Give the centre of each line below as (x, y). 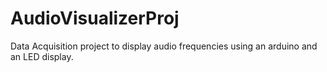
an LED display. (42, 56)
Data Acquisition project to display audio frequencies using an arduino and (164, 46)
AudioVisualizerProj (95, 18)
